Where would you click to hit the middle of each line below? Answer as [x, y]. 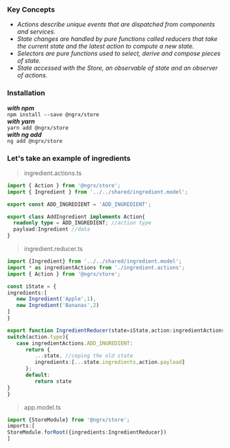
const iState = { [32, 286]
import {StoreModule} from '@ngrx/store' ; [68, 420]
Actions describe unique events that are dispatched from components [116, 25]
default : [38, 375]
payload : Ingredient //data [52, 229]
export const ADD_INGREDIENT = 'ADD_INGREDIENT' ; [79, 204]
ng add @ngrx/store [35, 141]
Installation [26, 93]
